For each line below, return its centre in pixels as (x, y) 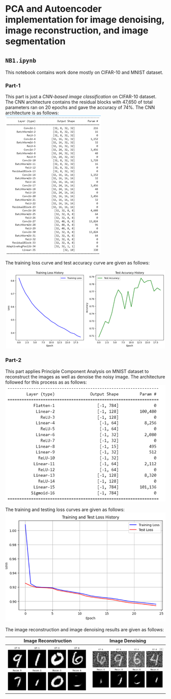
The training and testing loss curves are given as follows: (65, 509)
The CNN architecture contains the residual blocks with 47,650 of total (79, 102)
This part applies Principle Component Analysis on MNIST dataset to (77, 371)
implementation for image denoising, (85, 20)
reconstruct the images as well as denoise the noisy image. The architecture (85, 377)
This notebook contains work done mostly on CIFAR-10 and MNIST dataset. (84, 72)
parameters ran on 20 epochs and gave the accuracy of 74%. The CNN (80, 107)
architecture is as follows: (32, 113)
